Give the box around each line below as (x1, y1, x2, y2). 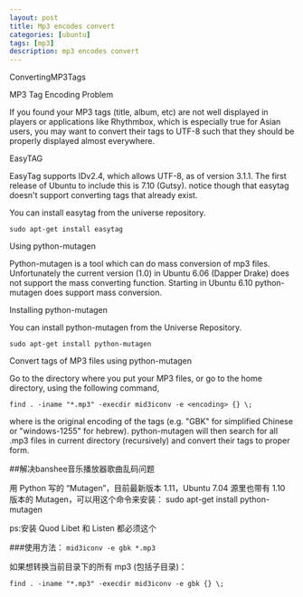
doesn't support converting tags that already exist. (9, 190, 198, 201)
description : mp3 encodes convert (9, 47, 140, 56)
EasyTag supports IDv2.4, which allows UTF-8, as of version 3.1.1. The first (9, 171, 287, 182)
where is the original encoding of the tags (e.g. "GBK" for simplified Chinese (9, 416, 294, 427)
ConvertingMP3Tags (9, 71, 86, 82)
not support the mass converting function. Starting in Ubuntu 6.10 (9, 278, 253, 289)
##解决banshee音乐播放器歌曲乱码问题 (9, 463, 156, 475)
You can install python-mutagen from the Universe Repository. (9, 322, 242, 333)
